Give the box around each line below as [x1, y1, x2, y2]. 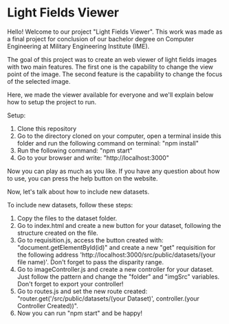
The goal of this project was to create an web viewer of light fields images [7, 55, 217, 63]
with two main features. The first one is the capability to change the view [7, 62, 214, 71]
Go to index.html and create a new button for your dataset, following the [17, 221, 221, 229]
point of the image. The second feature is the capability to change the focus [7, 70, 223, 78]
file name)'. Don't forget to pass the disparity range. [17, 257, 164, 266]
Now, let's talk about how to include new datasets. [7, 187, 150, 196]
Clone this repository [17, 124, 77, 132]
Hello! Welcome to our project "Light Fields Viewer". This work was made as [7, 27, 223, 36]
